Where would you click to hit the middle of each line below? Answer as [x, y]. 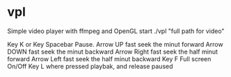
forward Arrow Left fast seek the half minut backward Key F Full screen [109, 58]
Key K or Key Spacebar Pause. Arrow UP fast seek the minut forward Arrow [115, 44]
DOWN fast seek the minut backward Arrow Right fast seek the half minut [112, 52]
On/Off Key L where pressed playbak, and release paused [90, 66]
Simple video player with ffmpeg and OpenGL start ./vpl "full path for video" [116, 31]
